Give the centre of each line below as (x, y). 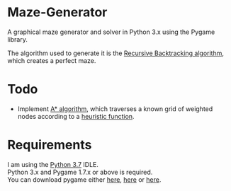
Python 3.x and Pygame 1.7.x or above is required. (80, 172)
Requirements (50, 145)
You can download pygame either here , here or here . (84, 179)
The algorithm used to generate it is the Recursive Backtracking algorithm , (116, 53)
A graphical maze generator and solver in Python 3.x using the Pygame (111, 32)
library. (18, 39)
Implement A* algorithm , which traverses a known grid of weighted (115, 109)
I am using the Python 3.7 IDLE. (53, 164)
